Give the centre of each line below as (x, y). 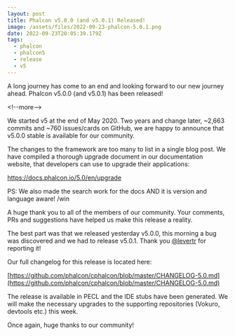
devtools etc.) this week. (43, 311)
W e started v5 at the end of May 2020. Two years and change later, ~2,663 (116, 121)
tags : (15, 40)
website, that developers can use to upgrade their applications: (99, 164)
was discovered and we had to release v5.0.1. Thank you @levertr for (107, 241)
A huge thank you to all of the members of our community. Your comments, (116, 212)
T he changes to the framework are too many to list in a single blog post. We (117, 149)
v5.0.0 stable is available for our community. (71, 135)
